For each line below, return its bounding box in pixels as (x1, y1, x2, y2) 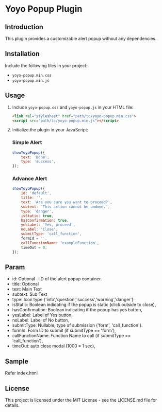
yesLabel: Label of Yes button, (12, 312, 73, 318)
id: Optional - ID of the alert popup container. (12, 276, 102, 282)
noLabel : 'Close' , (21, 227, 58, 232)
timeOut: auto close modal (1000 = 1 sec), (12, 343, 96, 349)
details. (5, 402, 20, 408)
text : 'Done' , (21, 155, 49, 160)
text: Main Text (12, 286, 42, 292)
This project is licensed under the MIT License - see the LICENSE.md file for (5, 397, 157, 403)
